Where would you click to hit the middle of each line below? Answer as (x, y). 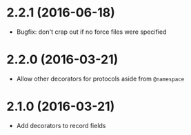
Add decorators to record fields (61, 125)
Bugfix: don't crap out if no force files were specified (91, 32)
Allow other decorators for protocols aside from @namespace (100, 79)
